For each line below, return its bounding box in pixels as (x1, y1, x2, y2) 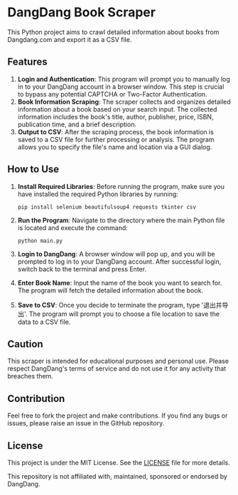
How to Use (7, 163, 60, 175)
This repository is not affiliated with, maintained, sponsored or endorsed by (7, 472, 227, 480)
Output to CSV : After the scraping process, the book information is (17, 127, 215, 136)
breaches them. (7, 372, 53, 381)
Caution (7, 338, 44, 350)
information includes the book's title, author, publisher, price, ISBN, (17, 112, 214, 121)
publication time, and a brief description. (17, 120, 137, 129)
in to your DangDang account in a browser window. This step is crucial (17, 82, 225, 91)
